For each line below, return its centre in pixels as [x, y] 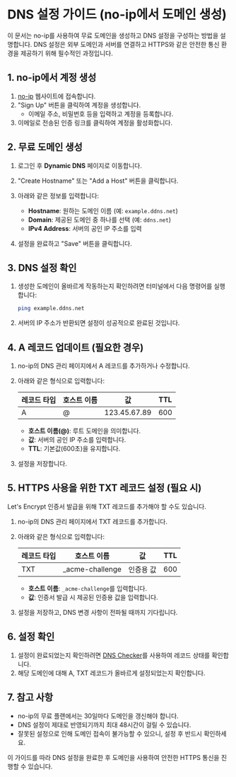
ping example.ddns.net [51, 309]
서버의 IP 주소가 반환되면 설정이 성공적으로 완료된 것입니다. [99, 323]
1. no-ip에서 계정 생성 [52, 78]
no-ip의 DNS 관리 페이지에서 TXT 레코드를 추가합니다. [93, 521]
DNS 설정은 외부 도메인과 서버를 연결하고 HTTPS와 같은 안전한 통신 [127, 44]
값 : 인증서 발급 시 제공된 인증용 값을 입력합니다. [93, 597]
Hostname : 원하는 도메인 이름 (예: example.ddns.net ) [103, 210]
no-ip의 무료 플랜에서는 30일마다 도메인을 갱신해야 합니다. [98, 715]
